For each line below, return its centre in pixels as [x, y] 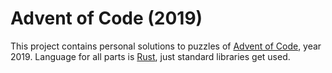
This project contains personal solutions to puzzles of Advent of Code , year [166, 46]
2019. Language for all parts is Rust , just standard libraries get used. [150, 56]
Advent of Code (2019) [106, 18]
